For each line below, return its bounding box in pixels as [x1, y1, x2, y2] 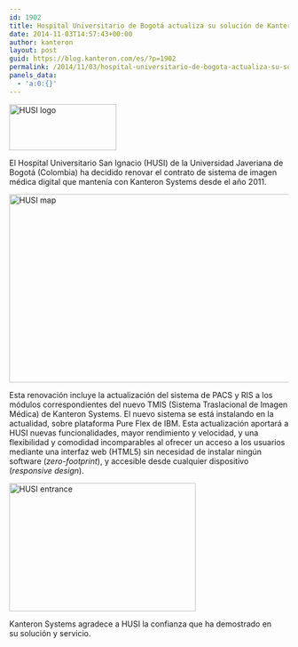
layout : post [9, 46, 58, 55]
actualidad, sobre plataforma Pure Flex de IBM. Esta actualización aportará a [9, 418, 289, 428]
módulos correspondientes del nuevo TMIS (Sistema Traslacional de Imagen [9, 399, 288, 410]
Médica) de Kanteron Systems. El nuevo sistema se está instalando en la [9, 408, 274, 419]
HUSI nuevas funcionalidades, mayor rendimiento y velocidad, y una [9, 427, 259, 438]
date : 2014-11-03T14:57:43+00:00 [9, 29, 133, 38]
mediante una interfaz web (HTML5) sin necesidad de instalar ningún [9, 446, 263, 457]
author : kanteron [9, 37, 74, 47]
